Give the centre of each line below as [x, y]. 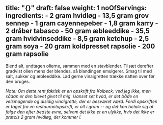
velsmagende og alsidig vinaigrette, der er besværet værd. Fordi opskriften [81, 101]
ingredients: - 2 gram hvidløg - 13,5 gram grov [77, 16]
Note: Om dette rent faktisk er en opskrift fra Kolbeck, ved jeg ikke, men [78, 91]
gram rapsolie [27, 54]
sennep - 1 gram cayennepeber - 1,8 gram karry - [82, 23]
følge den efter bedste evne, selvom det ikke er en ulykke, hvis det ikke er [80, 112]
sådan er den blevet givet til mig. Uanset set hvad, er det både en [72, 96]
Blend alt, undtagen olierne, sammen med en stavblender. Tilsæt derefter [80, 66]
